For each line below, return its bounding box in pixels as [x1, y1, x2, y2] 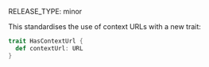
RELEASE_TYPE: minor [8, 7, 83, 16]
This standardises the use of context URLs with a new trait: [8, 22, 201, 31]
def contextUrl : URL [15, 44, 83, 52]
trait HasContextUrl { [8, 37, 83, 45]
